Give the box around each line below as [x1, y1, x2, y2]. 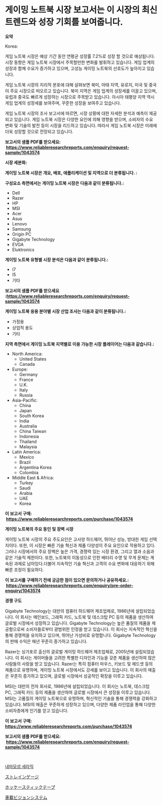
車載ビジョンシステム [5, 794, 47, 800]
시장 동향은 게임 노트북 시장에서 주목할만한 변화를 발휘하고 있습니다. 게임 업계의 [5, 59, 155, 65]
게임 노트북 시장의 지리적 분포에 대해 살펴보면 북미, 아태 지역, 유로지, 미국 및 [5, 82, 148, 87]
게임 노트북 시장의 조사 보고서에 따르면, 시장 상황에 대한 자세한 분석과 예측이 [5, 110, 148, 116]
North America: [12, 351, 43, 357]
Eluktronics [12, 246, 35, 253]
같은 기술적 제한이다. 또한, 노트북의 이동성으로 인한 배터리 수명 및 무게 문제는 [5, 554, 149, 560]
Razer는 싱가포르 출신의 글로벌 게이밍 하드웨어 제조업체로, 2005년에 [5, 649, 134, 654]
